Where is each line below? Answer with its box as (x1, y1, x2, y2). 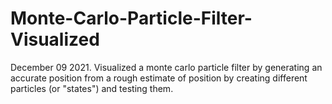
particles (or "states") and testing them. (10, 82, 174, 94)
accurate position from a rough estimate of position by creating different (10, 72, 308, 84)
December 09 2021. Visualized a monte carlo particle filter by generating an (10, 61, 323, 73)
